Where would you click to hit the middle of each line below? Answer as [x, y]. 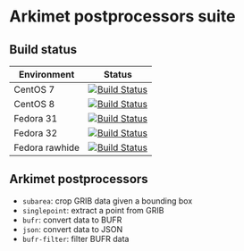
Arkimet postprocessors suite [122, 17]
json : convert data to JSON [72, 229]
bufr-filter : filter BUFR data [76, 238]
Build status [43, 50]
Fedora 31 [36, 118]
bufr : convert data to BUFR [72, 220]
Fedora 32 [36, 133]
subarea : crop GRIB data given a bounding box [107, 201]
